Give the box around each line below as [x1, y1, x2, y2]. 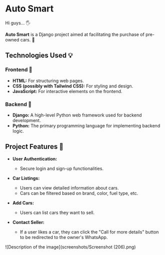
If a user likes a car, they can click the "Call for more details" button [19, 228, 159, 235]
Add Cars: [12, 199, 34, 205]
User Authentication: [12, 155, 57, 161]
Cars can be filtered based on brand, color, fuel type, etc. [19, 190, 138, 196]
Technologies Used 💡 [5, 51, 73, 60]
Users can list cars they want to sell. [19, 209, 95, 215]
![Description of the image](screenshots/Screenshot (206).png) [5, 243, 136, 250]
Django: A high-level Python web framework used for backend [12, 112, 142, 118]
